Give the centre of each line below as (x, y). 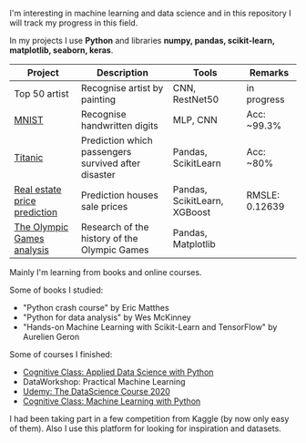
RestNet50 (196, 99)
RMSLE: (263, 195)
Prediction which (117, 140)
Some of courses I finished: (61, 354)
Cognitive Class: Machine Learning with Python (112, 401)
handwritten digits (119, 125)
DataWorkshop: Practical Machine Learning (104, 381)
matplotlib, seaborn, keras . (61, 50)
